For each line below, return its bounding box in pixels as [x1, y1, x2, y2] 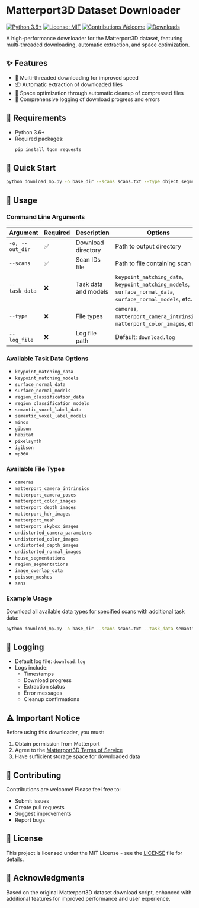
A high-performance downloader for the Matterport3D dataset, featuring [6, 34, 183, 42]
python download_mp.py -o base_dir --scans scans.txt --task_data [6, 626, 174, 631]
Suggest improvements [14, 810, 72, 818]
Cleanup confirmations [23, 696, 80, 703]
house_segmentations [14, 555, 66, 561]
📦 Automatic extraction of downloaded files [14, 81, 123, 88]
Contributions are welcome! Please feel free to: [6, 786, 121, 793]
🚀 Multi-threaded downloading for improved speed [14, 74, 139, 81]
